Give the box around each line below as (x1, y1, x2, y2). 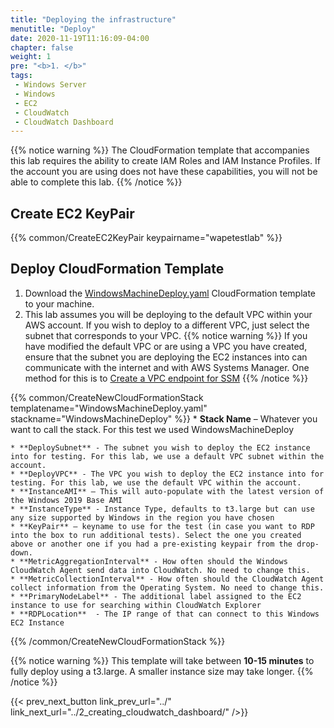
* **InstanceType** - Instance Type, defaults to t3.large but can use (10, 504, 315, 514)
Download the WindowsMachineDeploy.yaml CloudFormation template (24, 287, 317, 299)
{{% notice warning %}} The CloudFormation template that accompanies (10, 144, 310, 156)
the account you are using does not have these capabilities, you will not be (10, 166, 318, 178)
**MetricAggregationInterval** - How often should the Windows (19, 556, 288, 566)
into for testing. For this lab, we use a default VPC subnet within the (10, 451, 325, 461)
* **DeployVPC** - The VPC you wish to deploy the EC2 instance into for (10, 469, 325, 479)
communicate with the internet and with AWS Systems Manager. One (24, 361, 310, 373)
